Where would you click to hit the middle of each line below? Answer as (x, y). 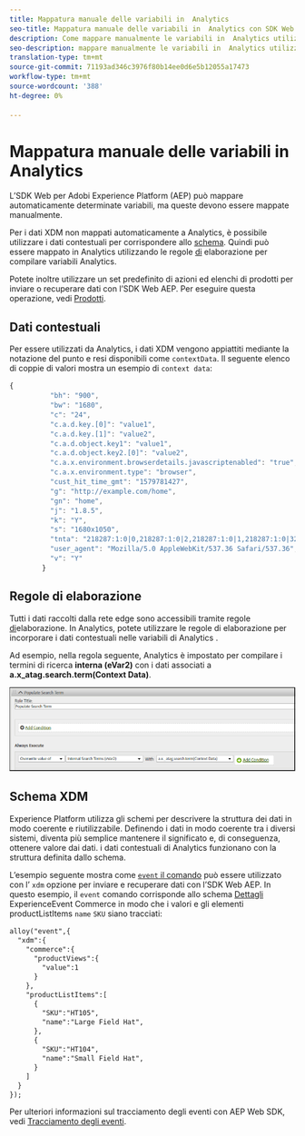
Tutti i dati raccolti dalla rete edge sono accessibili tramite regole (130, 618)
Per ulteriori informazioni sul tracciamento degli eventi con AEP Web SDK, (148, 1111)
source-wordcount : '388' (56, 86)
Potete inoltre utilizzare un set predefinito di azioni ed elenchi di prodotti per (151, 279)
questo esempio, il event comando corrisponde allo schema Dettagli (137, 894)
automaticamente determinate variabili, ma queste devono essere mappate (149, 205)
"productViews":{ (66, 958)
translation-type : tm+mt (56, 58)
